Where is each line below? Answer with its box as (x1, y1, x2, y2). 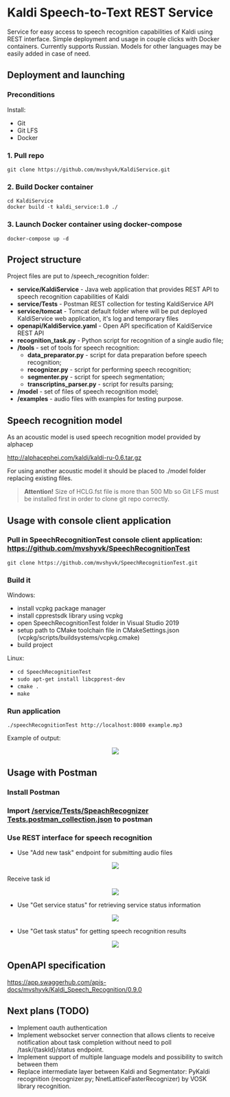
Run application (7, 706, 60, 716)
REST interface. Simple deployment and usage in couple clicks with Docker (7, 34, 220, 43)
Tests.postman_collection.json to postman (7, 814, 153, 824)
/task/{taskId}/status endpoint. (16, 1045, 104, 1054)
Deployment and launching (7, 69, 126, 81)
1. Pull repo (7, 150, 45, 160)
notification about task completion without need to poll (16, 1038, 172, 1046)
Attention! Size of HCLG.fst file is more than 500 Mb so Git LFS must (23, 488, 219, 496)
